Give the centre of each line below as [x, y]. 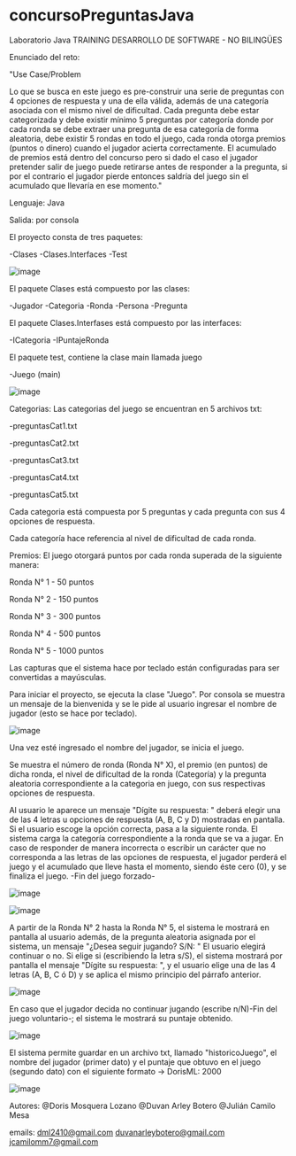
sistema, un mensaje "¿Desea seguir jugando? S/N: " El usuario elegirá [138, 946]
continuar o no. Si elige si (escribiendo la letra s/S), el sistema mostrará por [146, 955]
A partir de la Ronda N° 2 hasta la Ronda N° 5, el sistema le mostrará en [139, 927]
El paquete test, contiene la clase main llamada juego [106, 357]
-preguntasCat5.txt [44, 494]
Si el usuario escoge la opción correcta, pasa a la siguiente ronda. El [133, 828]
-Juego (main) [35, 374]
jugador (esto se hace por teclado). [73, 713]
